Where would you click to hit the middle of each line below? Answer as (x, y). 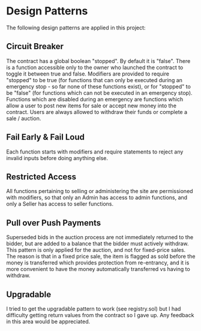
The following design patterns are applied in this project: (76, 28)
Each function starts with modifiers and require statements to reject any (95, 152)
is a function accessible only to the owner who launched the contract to (95, 67)
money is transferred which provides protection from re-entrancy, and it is (98, 263)
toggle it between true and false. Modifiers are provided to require (88, 74)
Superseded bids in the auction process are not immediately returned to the (100, 237)
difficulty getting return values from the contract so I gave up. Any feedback (100, 315)
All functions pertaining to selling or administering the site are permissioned (100, 191)
